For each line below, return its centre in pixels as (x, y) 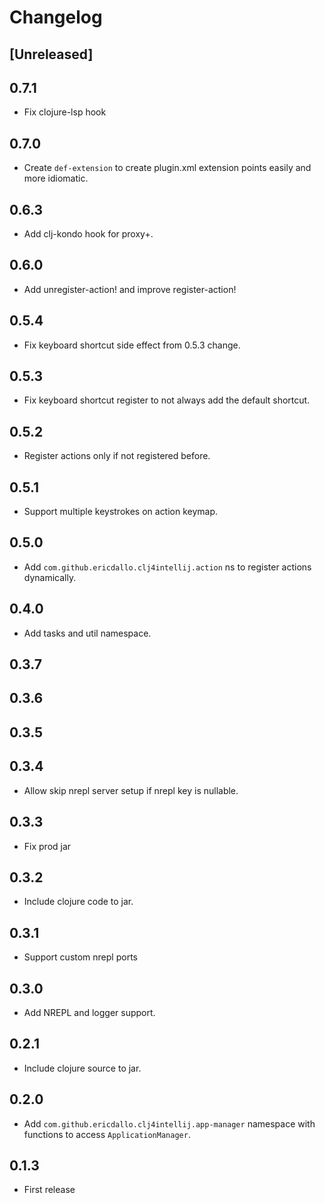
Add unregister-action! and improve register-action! (130, 289)
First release (49, 1190)
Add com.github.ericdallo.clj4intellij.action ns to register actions (167, 567)
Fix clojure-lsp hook (65, 112)
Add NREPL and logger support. (89, 1012)
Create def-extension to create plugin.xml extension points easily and (167, 168)
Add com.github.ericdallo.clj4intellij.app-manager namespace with (169, 1123)
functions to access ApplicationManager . (107, 1134)
